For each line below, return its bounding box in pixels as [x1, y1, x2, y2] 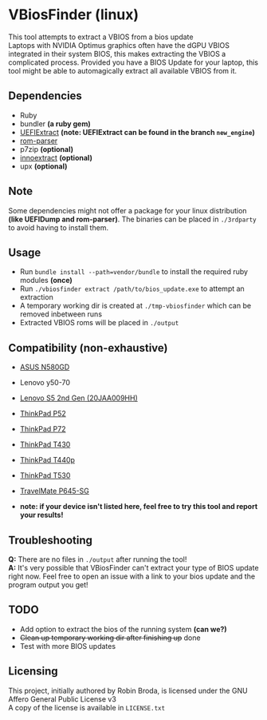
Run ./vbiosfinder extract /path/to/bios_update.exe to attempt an [19, 284, 245, 293]
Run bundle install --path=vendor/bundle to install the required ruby [19, 267, 249, 276]
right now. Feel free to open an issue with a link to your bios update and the [8, 571, 256, 581]
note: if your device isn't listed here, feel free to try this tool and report [19, 502, 258, 511]
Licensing [8, 665, 58, 678]
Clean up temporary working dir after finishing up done [19, 633, 201, 642]
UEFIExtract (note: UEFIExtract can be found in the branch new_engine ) [19, 127, 255, 137]
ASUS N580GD [19, 362, 70, 372]
